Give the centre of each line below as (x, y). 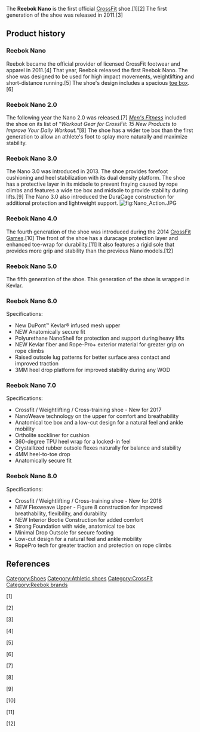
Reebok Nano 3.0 (32, 158)
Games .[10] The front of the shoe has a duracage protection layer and (92, 238)
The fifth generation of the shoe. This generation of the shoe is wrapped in (98, 279)
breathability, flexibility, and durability (61, 513)
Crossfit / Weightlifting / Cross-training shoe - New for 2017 (88, 410)
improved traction (36, 364)
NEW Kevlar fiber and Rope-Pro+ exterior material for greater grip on (99, 345)
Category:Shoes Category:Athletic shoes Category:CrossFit (80, 578)
